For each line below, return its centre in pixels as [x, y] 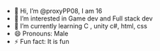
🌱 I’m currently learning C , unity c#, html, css [80, 26]
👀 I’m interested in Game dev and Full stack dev [84, 18]
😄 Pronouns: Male [41, 33]
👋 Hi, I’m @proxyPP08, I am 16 [58, 11]
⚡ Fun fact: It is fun [41, 41]
